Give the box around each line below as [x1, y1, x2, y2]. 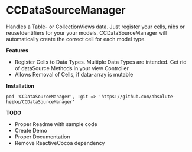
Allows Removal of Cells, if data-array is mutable [14, 71, 134, 78]
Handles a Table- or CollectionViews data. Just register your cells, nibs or [6, 23, 185, 30]
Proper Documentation [14, 133, 70, 140]
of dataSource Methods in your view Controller [14, 64, 129, 71]
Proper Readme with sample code [14, 120, 97, 127]
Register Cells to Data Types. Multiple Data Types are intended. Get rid [14, 58, 187, 65]
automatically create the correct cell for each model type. [6, 35, 146, 42]
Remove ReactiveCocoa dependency [14, 139, 105, 146]
